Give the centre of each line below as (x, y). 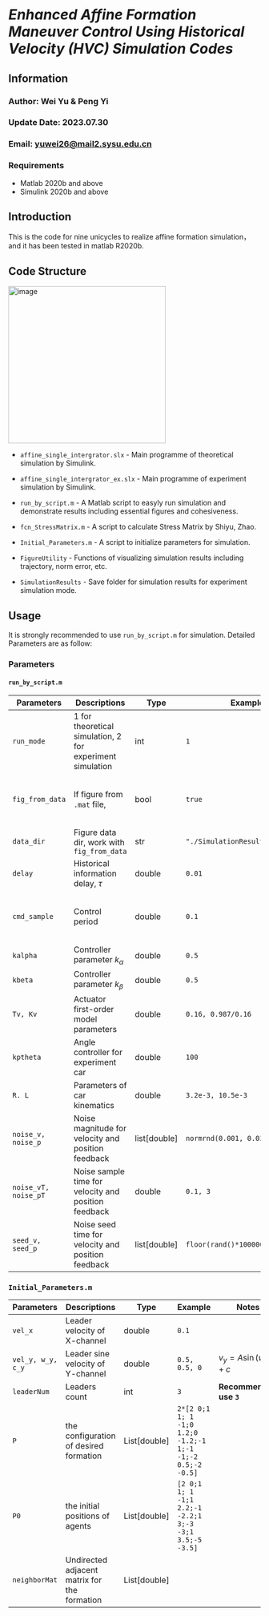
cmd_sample (33, 917)
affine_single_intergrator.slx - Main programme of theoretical (126, 455)
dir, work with (99, 843)
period (86, 921)
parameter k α (98, 961)
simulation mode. (48, 590)
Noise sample (99, 1171)
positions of (88, 1516)
